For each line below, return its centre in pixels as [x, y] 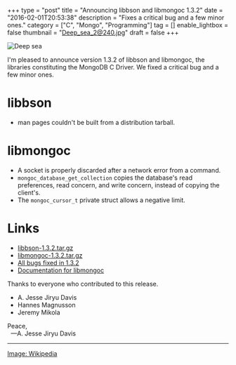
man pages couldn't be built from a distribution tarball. [96, 122]
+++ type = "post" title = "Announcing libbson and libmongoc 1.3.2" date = [115, 10]
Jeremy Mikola [39, 312]
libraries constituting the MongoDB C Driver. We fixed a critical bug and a [113, 67]
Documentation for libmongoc [60, 270]
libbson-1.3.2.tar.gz [45, 248]
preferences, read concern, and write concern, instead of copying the [118, 185]
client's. [29, 192]
